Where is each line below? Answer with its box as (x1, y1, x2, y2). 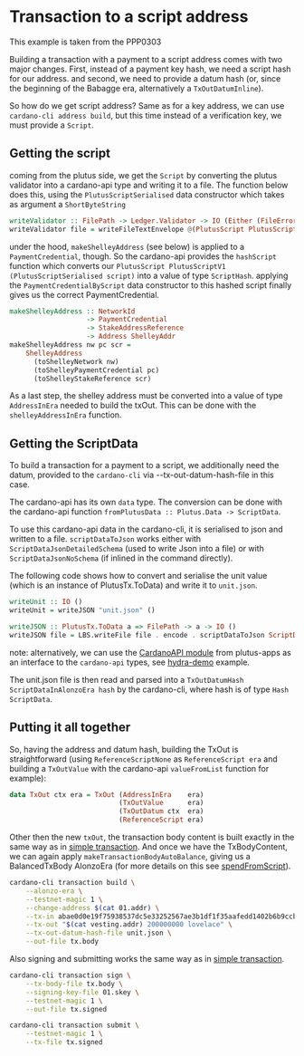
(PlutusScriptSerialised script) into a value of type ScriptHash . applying (9, 270, 289, 281)
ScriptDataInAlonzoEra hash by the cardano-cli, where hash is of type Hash (9, 684, 290, 695)
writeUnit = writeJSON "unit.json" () (9, 606, 156, 615)
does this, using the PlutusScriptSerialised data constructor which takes (9, 188, 285, 200)
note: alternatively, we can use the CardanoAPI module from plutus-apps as (9, 647, 291, 658)
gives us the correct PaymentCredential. (9, 289, 160, 300)
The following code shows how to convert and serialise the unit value (9, 571, 268, 581)
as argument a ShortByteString (9, 198, 127, 209)
